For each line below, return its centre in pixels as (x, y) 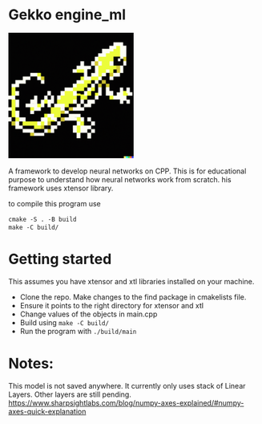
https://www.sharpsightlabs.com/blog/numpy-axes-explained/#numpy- (126, 402)
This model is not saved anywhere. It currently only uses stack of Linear (127, 385)
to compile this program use (55, 203)
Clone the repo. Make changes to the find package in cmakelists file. (133, 297)
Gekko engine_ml (67, 15)
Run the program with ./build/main (78, 331)
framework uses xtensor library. (61, 188)
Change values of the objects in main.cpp (89, 314)
